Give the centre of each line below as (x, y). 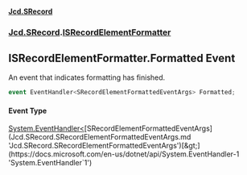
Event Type (28, 110)
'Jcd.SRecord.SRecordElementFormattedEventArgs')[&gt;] (104, 146)
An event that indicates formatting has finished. (87, 77)
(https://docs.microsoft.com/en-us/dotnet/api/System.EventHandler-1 (124, 154)
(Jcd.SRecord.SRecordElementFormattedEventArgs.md (100, 137)
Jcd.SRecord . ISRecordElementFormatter (90, 32)
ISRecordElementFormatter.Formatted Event (122, 58)
